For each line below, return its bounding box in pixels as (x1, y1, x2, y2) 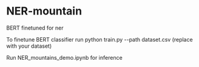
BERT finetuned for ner (6, 24, 64, 31)
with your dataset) (6, 42, 52, 49)
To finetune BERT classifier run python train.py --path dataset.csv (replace (6, 36, 193, 43)
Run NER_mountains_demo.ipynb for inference (6, 54, 123, 61)
